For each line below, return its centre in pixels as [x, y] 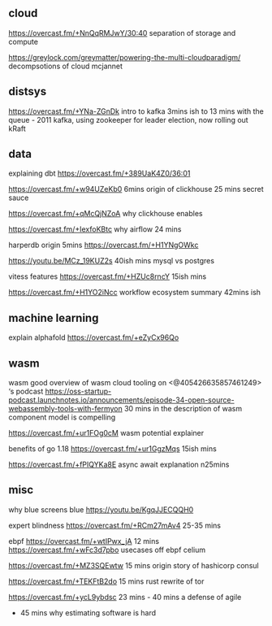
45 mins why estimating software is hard [88, 612]
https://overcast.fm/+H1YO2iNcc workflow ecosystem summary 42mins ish [135, 293]
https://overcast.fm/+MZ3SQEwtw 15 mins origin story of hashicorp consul [134, 565]
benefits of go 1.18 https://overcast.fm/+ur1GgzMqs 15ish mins [112, 449]
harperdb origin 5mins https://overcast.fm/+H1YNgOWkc [104, 245]
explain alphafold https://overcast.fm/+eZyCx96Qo [94, 337]
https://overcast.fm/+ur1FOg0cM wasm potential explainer [106, 433]
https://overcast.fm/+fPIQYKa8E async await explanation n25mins [119, 465]
